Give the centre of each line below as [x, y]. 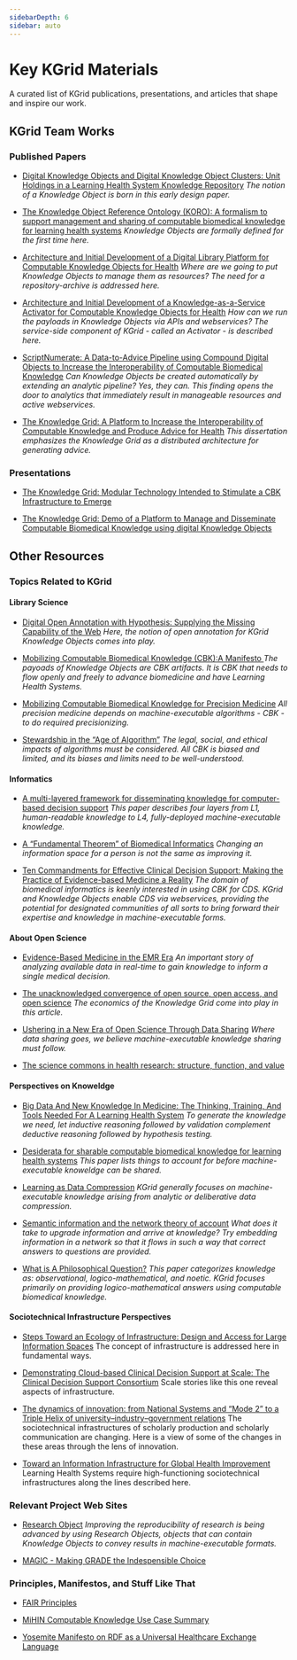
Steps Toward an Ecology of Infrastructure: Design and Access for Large [154, 1337]
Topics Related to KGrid [61, 581]
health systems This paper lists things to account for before [131, 1160]
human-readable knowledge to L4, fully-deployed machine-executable [151, 817]
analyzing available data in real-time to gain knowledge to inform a [145, 967]
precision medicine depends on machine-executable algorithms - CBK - [153, 713]
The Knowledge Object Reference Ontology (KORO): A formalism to [145, 212]
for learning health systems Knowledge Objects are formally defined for [153, 230]
